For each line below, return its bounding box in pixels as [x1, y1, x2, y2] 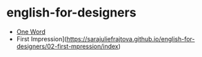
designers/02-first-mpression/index [16, 42, 119, 50]
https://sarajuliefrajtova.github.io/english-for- [66, 34, 195, 43]
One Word [16, 27, 46, 36]
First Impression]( [16, 34, 67, 43]
